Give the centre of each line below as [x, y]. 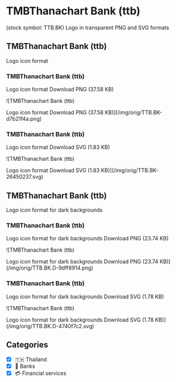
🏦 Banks [25, 366]
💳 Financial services [40, 373]
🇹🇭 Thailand [31, 359]
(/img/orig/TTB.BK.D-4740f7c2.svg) [50, 326]
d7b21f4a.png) [24, 119]
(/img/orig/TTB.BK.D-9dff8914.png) [50, 268]
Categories [27, 345]
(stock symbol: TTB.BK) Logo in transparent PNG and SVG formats [88, 27]
